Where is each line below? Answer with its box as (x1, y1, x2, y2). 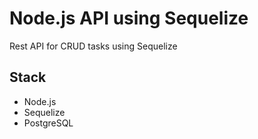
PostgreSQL (23, 117, 74, 129)
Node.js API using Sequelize (9, 7, 249, 30)
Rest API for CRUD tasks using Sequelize (9, 40, 178, 52)
